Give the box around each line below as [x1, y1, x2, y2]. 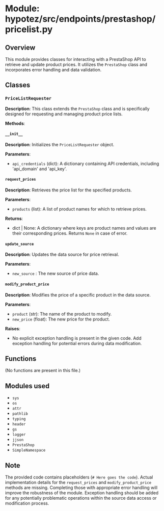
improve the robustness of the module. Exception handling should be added [5, 489, 159, 496]
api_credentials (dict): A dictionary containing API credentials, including [12, 161, 160, 166]
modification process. [5, 500, 49, 506]
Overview [5, 43, 36, 52]
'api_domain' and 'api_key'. [12, 165, 67, 172]
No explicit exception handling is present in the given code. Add [12, 335, 141, 341]
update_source [5, 242, 34, 246]
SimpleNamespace [12, 448, 46, 453]
